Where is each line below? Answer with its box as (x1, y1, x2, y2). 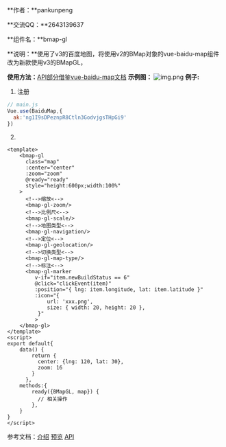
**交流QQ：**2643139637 (7, 21, 84, 29)
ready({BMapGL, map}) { (32, 388, 99, 395)
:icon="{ (34, 292, 60, 299)
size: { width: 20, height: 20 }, (47, 304, 146, 311)
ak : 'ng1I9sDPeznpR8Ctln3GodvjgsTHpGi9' (13, 114, 127, 121)
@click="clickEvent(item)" (34, 280, 112, 287)
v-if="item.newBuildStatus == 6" (34, 274, 130, 281)
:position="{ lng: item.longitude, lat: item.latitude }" (34, 286, 204, 293)
